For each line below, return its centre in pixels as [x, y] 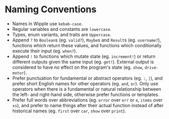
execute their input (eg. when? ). [45, 51]
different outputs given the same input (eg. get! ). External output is [83, 62]
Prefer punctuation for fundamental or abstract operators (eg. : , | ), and [87, 78]
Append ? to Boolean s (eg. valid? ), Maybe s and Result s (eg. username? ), [87, 40]
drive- [152, 68]
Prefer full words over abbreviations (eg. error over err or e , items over [87, 100]
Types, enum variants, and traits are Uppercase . [62, 34]
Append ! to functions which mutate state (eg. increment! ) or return [84, 56]
